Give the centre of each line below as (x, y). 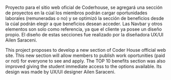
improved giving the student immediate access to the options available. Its (84, 66)
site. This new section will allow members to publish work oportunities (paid (85, 55)
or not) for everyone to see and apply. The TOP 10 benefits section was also (85, 61)
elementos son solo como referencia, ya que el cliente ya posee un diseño (84, 29)
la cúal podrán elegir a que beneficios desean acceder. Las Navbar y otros (84, 24)
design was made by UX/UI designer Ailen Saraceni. (60, 72)
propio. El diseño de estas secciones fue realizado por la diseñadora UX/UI (84, 35)
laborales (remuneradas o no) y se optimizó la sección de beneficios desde (85, 18)
